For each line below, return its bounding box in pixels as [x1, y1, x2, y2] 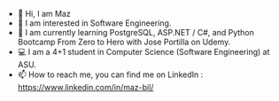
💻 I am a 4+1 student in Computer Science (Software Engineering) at [17, 47, 270, 57]
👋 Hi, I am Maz [17, 9, 71, 19]
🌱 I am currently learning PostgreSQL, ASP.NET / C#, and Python [17, 27, 255, 37]
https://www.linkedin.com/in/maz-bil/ [17, 82, 154, 92]
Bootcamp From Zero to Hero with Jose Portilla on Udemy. [17, 36, 231, 47]
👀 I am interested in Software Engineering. [17, 18, 172, 28]
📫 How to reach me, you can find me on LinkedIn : [17, 69, 204, 80]
